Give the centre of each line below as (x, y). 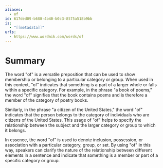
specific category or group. (32, 160)
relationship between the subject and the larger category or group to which (80, 125)
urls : (10, 32)
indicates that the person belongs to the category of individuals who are (77, 114)
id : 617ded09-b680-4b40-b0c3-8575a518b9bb (49, 19)
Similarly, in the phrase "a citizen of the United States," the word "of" (74, 110)
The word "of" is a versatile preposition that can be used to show (70, 74)
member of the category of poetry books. (47, 100)
